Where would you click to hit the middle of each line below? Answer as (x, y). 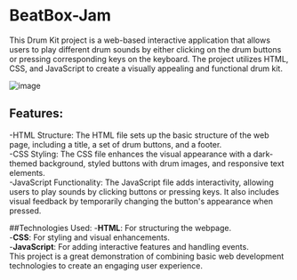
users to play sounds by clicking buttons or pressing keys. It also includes (144, 191)
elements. (28, 172)
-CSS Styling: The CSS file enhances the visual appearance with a (130, 154)
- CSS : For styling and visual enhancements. (90, 237)
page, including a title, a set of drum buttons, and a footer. (116, 144)
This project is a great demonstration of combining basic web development (147, 256)
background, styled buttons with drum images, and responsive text (161, 163)
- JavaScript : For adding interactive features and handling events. (129, 246)
